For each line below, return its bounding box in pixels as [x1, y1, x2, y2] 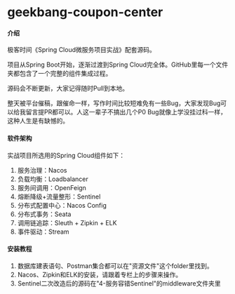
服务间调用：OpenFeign [17, 183, 86, 192]
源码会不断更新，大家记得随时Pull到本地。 [7, 84, 128, 93]
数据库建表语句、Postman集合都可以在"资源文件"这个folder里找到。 [17, 261, 214, 270]
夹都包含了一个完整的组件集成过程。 [7, 69, 112, 78]
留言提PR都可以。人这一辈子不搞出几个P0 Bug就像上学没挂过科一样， [25, 108, 227, 116]
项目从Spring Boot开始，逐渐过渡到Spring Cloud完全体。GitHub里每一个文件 [7, 60, 229, 69]
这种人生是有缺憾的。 [7, 116, 69, 125]
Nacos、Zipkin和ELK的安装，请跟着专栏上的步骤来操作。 [17, 270, 182, 279]
